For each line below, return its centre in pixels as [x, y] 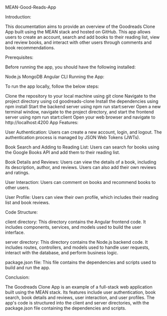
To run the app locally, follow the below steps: [52, 86]
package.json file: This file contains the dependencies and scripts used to [81, 262]
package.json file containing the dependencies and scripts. [66, 308]
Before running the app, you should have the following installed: [70, 67]
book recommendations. [30, 48]
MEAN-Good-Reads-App [31, 7]
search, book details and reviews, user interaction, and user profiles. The [80, 298]
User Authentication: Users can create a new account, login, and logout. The [83, 132]
